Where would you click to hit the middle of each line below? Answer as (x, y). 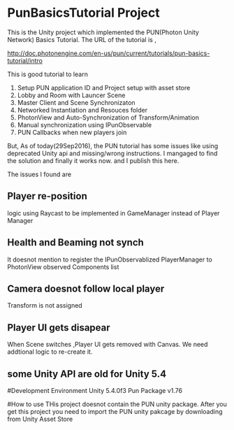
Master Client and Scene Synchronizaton (76, 102)
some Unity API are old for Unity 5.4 (87, 374)
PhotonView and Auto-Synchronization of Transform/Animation (108, 117)
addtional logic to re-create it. (50, 352)
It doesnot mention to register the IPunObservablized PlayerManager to (110, 259)
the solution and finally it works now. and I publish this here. (93, 160)
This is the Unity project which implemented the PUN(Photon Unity (103, 32)
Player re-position (47, 196)
